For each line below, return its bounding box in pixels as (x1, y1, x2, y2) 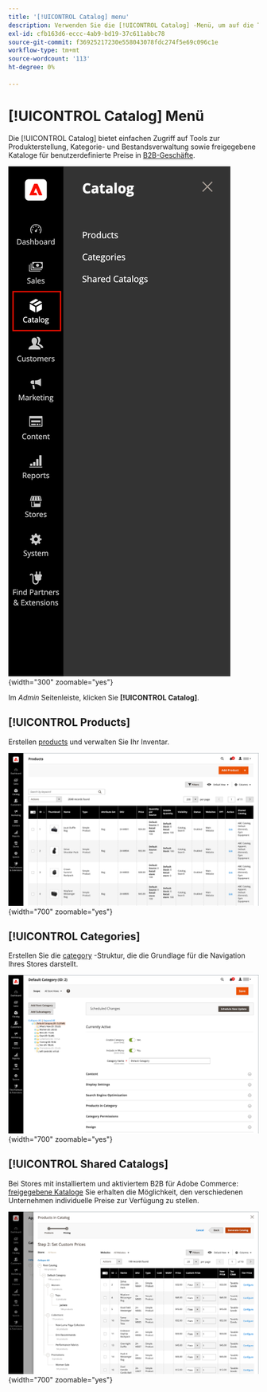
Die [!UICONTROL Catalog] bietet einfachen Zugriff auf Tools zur (8, 133, 220, 143)
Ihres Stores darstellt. (8, 959, 79, 969)
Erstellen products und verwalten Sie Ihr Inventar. (8, 737, 169, 747)
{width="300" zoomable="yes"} (8, 677, 114, 687)
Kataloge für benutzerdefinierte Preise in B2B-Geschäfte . (8, 150, 196, 159)
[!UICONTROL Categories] (8, 930, 141, 943)
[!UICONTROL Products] (8, 716, 131, 729)
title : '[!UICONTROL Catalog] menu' (8, 13, 130, 21)
